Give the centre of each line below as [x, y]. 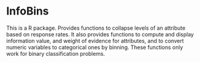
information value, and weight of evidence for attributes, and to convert [95, 41]
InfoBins [28, 11]
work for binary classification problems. [56, 53]
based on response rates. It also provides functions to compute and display [100, 34]
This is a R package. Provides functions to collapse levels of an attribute [96, 28]
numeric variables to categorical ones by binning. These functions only [95, 47]
